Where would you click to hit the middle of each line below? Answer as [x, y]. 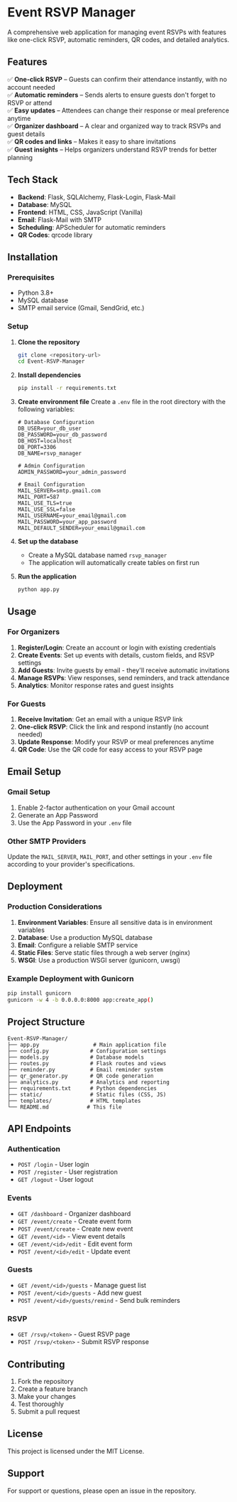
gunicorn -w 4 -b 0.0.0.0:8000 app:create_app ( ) [81, 1000]
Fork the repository [46, 1381]
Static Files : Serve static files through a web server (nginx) [104, 952]
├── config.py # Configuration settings [87, 1051]
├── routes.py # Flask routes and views [87, 1063]
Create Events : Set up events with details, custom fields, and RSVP [116, 655]
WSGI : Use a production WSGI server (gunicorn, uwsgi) [99, 960]
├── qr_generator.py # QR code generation [81, 1076]
